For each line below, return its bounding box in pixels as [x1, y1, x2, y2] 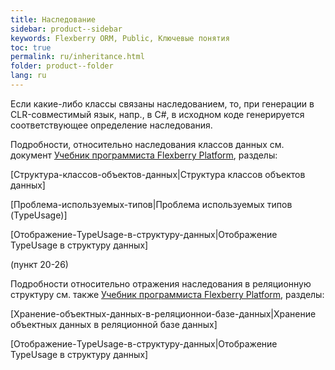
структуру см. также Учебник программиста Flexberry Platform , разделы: [10, 288, 325, 300]
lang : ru [10, 71, 47, 81]
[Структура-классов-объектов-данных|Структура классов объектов [10, 168, 306, 180]
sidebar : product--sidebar [10, 24, 123, 34]
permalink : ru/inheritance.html [10, 52, 145, 62]
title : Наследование [10, 14, 97, 25]
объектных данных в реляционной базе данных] [10, 318, 218, 330]
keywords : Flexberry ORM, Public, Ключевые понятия [10, 33, 230, 43]
